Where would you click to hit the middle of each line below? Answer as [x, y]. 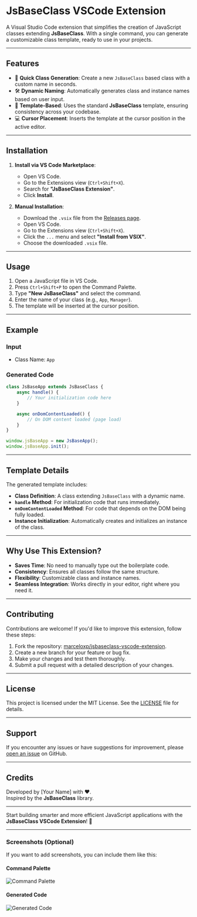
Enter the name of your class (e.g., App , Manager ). [73, 300]
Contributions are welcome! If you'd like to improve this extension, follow [94, 628]
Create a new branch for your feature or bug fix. [72, 652]
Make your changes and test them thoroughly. [70, 658]
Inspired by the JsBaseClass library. [50, 798]
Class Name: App [35, 359]
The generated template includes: [47, 484]
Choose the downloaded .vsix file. [65, 243]
